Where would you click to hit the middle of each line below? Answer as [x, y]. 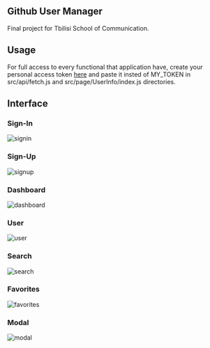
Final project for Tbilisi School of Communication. [78, 28]
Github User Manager [55, 11]
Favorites [24, 290]
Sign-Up [22, 157]
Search [20, 256]
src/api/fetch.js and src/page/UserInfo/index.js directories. [91, 81]
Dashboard [27, 189]
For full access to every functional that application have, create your [105, 67]
